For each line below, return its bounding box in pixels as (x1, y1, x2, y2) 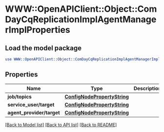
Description (133, 85, 162, 92)
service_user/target (7, 101, 55, 108)
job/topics (7, 93, 32, 100)
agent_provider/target (7, 109, 60, 116)
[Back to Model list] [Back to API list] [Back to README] (5, 122, 117, 128)
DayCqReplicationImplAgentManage (5, 14, 157, 25)
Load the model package (5, 44, 82, 52)
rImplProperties (5, 25, 71, 35)
